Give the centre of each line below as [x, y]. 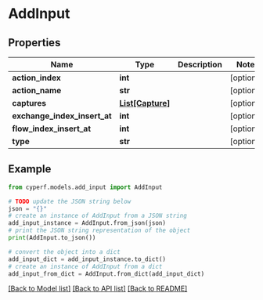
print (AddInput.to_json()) [52, 238]
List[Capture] [145, 103]
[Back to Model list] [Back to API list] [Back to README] [98, 289]
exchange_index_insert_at [62, 116]
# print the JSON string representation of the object [99, 231]
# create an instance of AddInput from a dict [85, 266]
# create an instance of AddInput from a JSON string [98, 216]
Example [30, 169]
